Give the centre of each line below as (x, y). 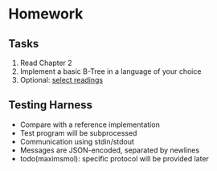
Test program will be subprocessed (78, 132)
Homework (46, 14)
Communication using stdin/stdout (77, 141)
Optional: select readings (61, 80)
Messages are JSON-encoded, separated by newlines (109, 150)
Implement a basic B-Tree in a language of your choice (111, 71)
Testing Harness (51, 105)
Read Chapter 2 (46, 63)
